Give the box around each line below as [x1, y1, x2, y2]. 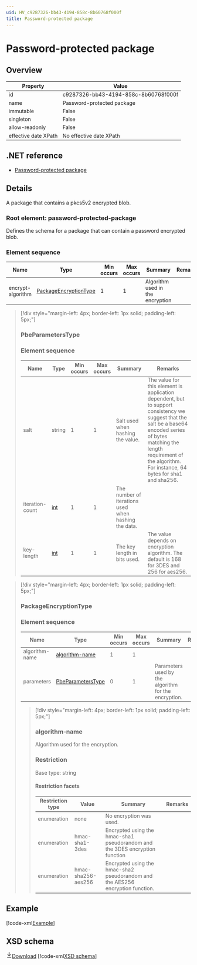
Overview [6, 65, 43, 75]
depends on [147, 537, 177, 544]
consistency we [147, 408, 186, 415]
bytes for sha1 [147, 470, 183, 477]
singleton [8, 115, 31, 123]
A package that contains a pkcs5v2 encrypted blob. [6, 199, 131, 206]
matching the [147, 439, 179, 446]
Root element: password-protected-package [6, 214, 137, 222]
